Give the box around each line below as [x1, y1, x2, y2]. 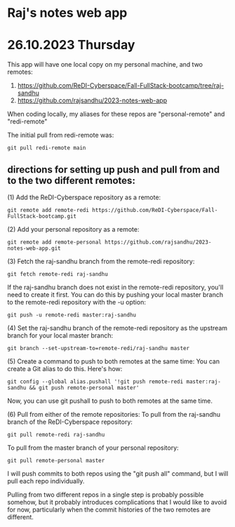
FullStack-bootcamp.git [7, 213, 77, 220]
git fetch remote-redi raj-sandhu [7, 270, 109, 278]
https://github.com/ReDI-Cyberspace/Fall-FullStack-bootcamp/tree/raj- [17, 81, 224, 90]
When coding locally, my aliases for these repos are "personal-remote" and [7, 110, 225, 119]
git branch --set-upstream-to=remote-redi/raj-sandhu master [7, 345, 190, 352]
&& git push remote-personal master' [29, 384, 140, 391]
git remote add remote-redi [7, 206, 90, 213]
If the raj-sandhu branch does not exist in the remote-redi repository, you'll [7, 283, 224, 291]
